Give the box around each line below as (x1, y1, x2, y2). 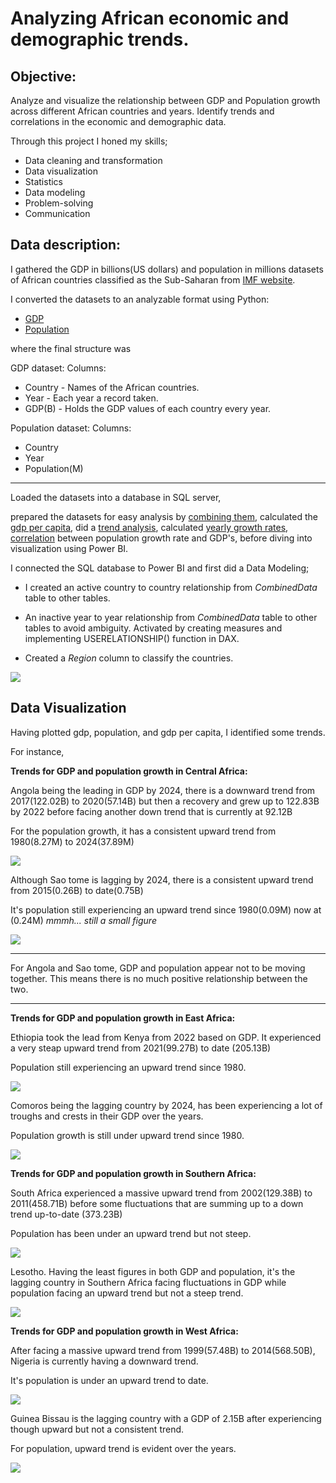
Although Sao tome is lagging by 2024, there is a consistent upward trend (10, 873, 314, 886)
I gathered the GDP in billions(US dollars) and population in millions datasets (10, 263, 324, 275)
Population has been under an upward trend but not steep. (10, 1227, 252, 1239)
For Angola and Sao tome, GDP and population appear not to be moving (10, 962, 306, 974)
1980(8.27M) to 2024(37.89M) (10, 835, 135, 847)
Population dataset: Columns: (10, 422, 132, 434)
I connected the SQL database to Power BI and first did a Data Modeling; (10, 562, 310, 574)
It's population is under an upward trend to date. (10, 1374, 209, 1386)
